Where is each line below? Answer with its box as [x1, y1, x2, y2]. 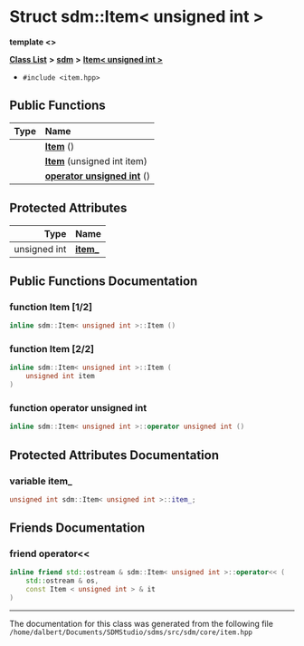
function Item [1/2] [9, 300, 93, 313]
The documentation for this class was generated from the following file [9, 618, 274, 629]
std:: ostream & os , [25, 576, 100, 586]
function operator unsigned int [9, 401, 147, 414]
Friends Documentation [9, 520, 146, 536]
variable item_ [9, 475, 72, 487]
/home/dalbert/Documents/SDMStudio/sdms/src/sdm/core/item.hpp [9, 628, 253, 637]
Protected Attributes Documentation [9, 447, 220, 463]
